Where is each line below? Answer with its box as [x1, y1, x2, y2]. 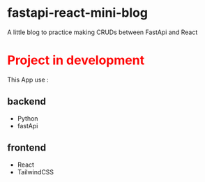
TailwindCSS [17, 167, 54, 176]
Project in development [7, 52, 145, 68]
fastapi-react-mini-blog [7, 5, 149, 21]
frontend [7, 142, 47, 154]
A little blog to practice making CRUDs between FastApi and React [7, 28, 198, 36]
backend [7, 96, 47, 107]
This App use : [7, 75, 49, 84]
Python [17, 114, 38, 123]
